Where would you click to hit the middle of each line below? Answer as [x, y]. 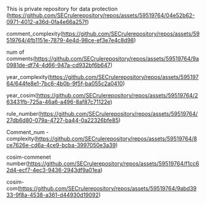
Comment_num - [28, 132]
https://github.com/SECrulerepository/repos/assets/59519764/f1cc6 [113, 164]
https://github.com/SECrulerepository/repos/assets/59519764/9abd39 [108, 188]
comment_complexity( [34, 34]
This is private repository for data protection [62, 9]
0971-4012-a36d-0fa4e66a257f [47, 22]
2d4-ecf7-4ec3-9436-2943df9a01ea [54, 170]
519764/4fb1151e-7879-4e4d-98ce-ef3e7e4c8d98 [70, 40]
